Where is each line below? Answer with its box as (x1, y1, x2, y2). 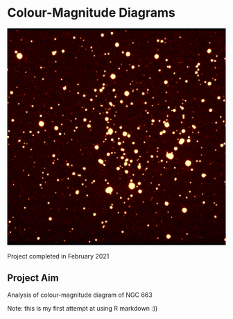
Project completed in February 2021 (7, 252, 110, 261)
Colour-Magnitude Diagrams (7, 5, 175, 21)
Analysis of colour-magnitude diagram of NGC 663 (7, 291, 153, 299)
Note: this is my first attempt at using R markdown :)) (7, 304, 158, 312)
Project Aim (7, 272, 59, 284)
